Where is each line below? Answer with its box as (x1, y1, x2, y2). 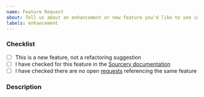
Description (6, 83, 42, 91)
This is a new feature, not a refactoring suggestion (15, 54, 141, 61)
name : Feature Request (6, 8, 64, 15)
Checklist (6, 40, 35, 48)
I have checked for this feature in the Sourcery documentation (15, 60, 171, 67)
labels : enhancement (6, 20, 59, 26)
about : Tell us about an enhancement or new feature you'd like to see (6, 14, 191, 20)
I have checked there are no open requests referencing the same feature (15, 67, 197, 74)
